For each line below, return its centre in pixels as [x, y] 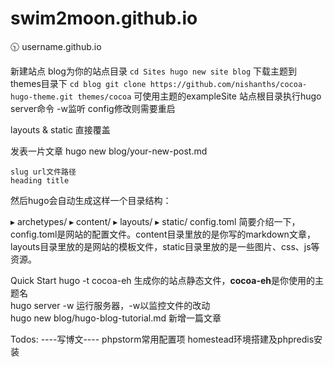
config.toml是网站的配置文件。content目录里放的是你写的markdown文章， [163, 234]
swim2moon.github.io [104, 18]
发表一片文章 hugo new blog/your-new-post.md [109, 151]
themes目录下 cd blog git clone [78, 83]
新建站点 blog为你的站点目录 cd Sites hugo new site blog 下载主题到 [154, 71]
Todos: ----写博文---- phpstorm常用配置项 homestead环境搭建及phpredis [162, 339]
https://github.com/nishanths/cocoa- [228, 84]
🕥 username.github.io [56, 46]
